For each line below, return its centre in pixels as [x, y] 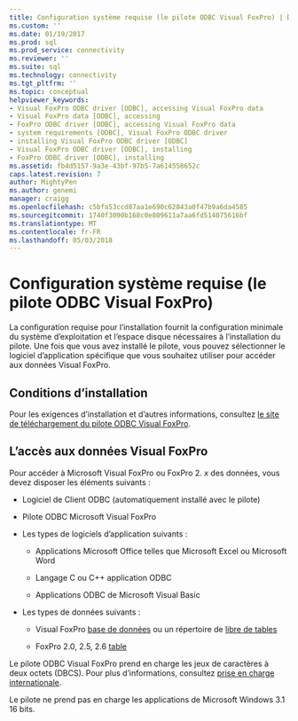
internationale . [35, 682]
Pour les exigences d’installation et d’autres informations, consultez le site [144, 414]
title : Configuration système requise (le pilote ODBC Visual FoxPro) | [146, 17]
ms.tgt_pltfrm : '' [43, 83]
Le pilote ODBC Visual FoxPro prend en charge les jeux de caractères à [139, 663]
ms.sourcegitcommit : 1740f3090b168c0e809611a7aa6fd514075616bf [129, 215]
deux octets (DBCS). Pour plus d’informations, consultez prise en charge [142, 673]
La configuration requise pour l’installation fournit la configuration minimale [146, 327]
